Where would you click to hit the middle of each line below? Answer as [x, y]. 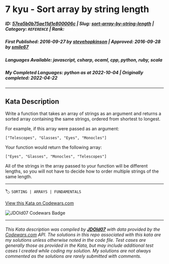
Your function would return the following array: [54, 147]
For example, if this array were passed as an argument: [62, 129]
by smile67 [17, 47]
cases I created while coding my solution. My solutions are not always [78, 250]
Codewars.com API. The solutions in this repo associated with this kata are [83, 234]
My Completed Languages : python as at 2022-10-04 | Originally [74, 72]
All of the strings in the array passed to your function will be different [76, 166]
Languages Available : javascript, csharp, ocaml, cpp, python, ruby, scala [84, 60]
